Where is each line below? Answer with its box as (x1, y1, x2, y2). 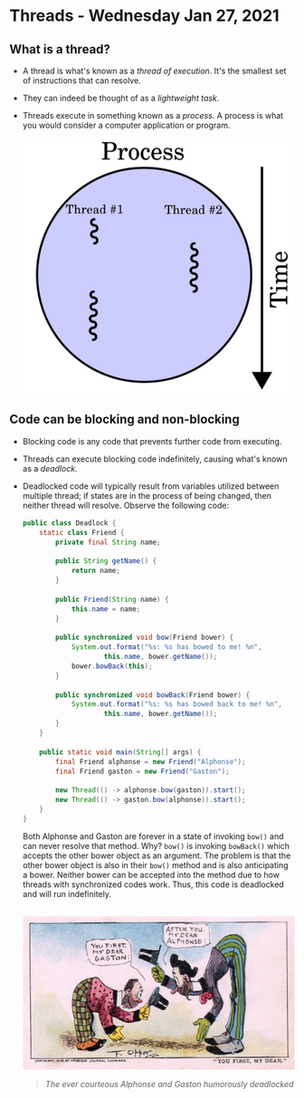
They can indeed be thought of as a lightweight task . (22, 92, 220, 103)
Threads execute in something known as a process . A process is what (22, 110, 284, 120)
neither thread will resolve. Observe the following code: (22, 500, 230, 511)
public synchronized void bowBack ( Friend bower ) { (55, 690, 251, 700)
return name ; (71, 567, 120, 576)
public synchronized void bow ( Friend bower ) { (55, 633, 234, 643)
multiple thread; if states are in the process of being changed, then (22, 490, 271, 501)
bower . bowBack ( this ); (71, 662, 153, 671)
